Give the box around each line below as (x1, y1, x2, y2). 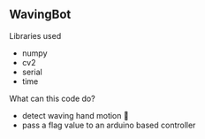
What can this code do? (9, 93, 95, 104)
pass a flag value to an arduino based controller (21, 120, 196, 130)
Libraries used (9, 30, 62, 41)
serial (21, 66, 42, 77)
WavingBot (9, 7, 72, 22)
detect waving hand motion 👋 (21, 110, 130, 120)
